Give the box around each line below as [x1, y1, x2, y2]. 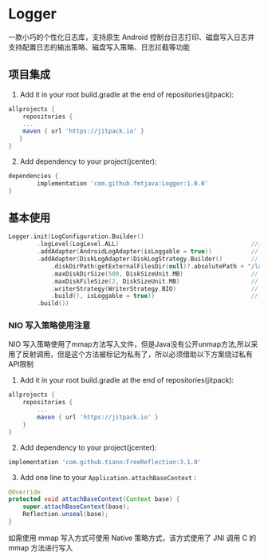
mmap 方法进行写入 [8, 542, 73, 552]
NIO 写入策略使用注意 [8, 320, 91, 332]
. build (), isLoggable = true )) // [50, 292, 259, 300]
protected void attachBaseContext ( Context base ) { [8, 495, 180, 503]
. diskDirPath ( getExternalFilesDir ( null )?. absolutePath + [50, 262, 245, 270]
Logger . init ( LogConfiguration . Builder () [8, 232, 145, 240]
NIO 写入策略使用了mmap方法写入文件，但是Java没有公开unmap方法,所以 [8, 340, 251, 349]
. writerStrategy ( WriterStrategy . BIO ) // [50, 284, 259, 292]
